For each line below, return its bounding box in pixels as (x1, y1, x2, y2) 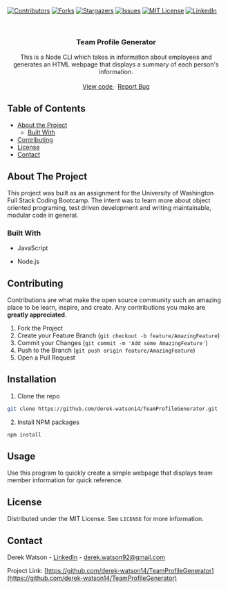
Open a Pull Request (17, 353, 76, 362)
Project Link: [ (7, 567, 47, 575)
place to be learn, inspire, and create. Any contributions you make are (7, 304, 206, 312)
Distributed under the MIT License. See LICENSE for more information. (7, 515, 204, 523)
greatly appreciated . (7, 310, 67, 319)
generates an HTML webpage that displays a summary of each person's (13, 60, 219, 69)
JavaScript (17, 244, 48, 252)
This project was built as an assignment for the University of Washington (7, 188, 214, 197)
